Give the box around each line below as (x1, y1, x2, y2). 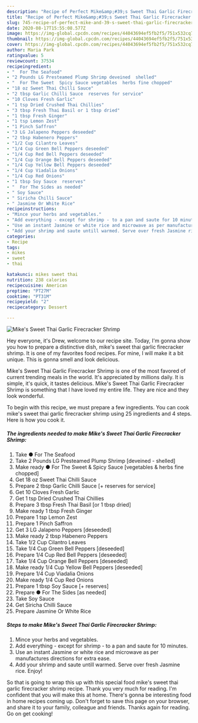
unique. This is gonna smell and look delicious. (6, 356, 120, 363)
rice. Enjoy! (15, 667, 43, 674)
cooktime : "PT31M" (6, 293, 52, 300)
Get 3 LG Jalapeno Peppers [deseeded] (15, 526, 112, 533)
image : (6, 31, 23, 37)
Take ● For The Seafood (15, 451, 75, 458)
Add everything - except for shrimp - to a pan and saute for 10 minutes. (15, 642, 188, 649)
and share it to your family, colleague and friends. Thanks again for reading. (6, 704, 190, 711)
